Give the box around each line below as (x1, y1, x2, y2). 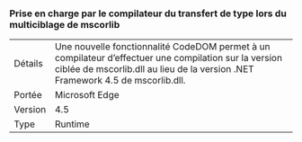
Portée (13, 89, 42, 102)
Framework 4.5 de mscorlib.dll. (54, 75, 186, 87)
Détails (13, 58, 43, 70)
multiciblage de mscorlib (9, 18, 120, 31)
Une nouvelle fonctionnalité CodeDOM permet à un (54, 40, 271, 53)
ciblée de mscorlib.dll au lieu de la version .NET (54, 63, 254, 75)
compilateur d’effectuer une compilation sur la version (54, 52, 283, 65)
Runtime (54, 118, 90, 130)
